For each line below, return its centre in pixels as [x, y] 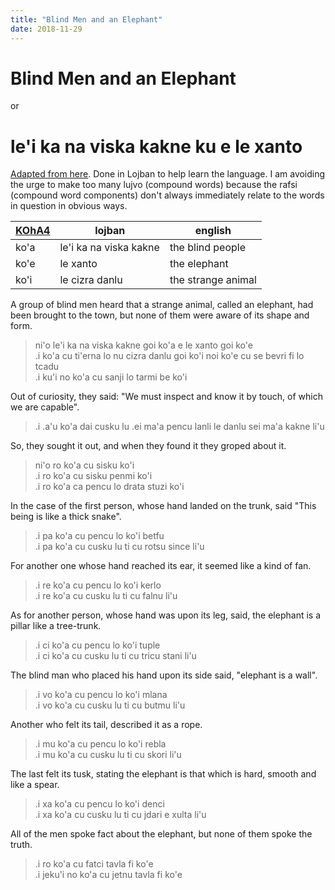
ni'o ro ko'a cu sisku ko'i [84, 465]
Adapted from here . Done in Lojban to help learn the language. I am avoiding [168, 174]
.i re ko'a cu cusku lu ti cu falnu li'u [106, 596]
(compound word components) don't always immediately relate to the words [167, 195]
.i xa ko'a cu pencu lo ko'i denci [99, 804]
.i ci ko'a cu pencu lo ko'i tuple [97, 645]
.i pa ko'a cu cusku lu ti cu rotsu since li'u [119, 547]
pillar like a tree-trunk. [56, 626]
